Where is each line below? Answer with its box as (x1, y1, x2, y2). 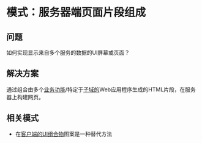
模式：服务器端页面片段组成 (6, 5, 146, 19)
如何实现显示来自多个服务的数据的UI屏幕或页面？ (6, 49, 130, 56)
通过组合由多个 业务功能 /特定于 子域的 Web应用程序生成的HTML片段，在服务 (6, 86, 196, 93)
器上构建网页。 (6, 93, 44, 100)
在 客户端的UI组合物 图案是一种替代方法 (15, 130, 112, 138)
